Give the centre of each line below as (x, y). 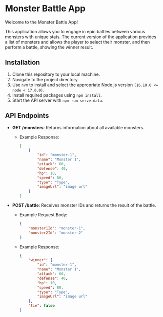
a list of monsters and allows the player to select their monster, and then (78, 42)
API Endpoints (27, 116)
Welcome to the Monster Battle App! (41, 22)
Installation (22, 62)
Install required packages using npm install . (57, 95)
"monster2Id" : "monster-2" (56, 233)
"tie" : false (42, 306)
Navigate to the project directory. (45, 79)
